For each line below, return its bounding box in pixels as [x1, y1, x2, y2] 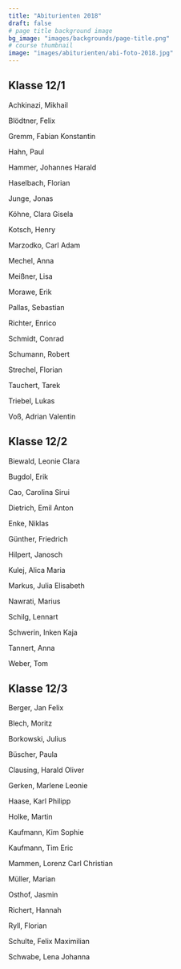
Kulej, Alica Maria [8, 565, 66, 574]
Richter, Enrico [8, 318, 57, 328]
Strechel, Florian [8, 365, 62, 374]
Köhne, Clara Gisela [8, 209, 74, 219]
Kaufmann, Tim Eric [8, 843, 74, 852]
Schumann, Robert [8, 349, 70, 358]
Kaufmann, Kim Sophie [8, 828, 84, 837]
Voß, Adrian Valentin [8, 411, 76, 421]
